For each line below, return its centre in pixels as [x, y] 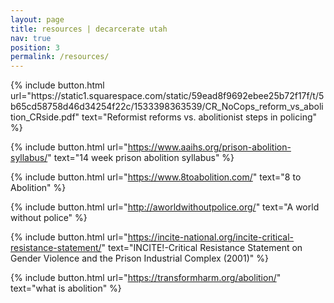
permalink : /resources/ [60, 57]
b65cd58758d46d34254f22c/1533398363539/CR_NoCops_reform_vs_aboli [167, 107]
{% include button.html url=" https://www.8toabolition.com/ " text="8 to [156, 177]
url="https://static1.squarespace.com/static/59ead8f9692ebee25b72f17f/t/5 [167, 96]
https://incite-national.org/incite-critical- [211, 237]
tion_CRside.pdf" [45, 117]
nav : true [31, 38]
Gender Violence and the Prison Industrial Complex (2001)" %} [139, 258]
